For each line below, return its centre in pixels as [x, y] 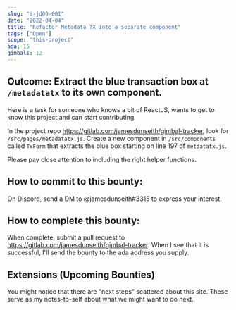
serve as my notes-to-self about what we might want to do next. [100, 299]
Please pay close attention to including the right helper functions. [102, 159]
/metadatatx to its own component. [85, 93]
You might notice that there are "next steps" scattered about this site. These [118, 292]
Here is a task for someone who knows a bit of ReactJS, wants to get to [111, 109]
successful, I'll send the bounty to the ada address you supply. [98, 253]
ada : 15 [19, 46]
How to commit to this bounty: [75, 181]
